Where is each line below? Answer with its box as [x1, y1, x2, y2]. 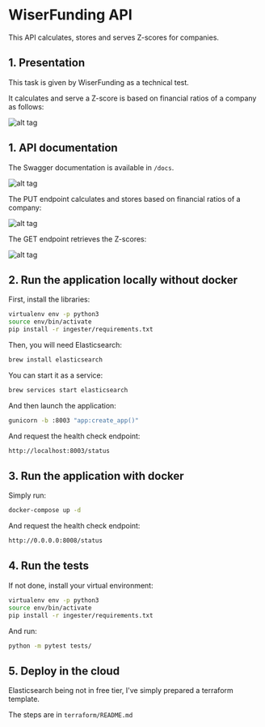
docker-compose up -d [8, 507, 82, 515]
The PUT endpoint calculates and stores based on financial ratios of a [8, 194, 241, 203]
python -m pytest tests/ [8, 642, 92, 650]
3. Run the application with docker [8, 468, 184, 483]
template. [8, 695, 40, 704]
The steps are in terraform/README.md [8, 710, 133, 720]
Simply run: [8, 490, 47, 500]
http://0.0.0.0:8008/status [8, 537, 103, 545]
